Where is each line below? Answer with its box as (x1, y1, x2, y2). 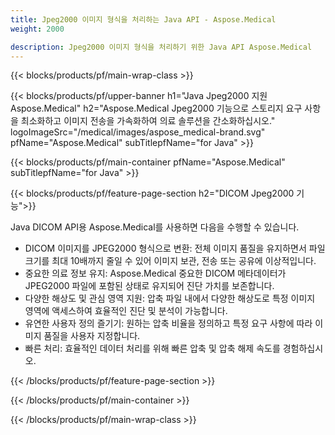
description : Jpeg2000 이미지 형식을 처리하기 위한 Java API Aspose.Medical (10, 42, 313, 52)
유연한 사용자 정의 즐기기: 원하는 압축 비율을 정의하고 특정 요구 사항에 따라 (24, 317, 313, 330)
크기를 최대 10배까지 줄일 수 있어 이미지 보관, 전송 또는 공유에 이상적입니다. (24, 255, 317, 267)
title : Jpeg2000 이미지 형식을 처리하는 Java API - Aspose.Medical (10, 14, 277, 25)
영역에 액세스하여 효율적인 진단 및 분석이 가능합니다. (24, 305, 228, 317)
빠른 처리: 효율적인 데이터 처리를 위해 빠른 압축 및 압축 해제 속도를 (24, 342, 281, 355)
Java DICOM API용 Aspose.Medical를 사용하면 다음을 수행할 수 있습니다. (10, 221, 300, 233)
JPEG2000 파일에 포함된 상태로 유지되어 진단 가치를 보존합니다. (24, 280, 275, 292)
